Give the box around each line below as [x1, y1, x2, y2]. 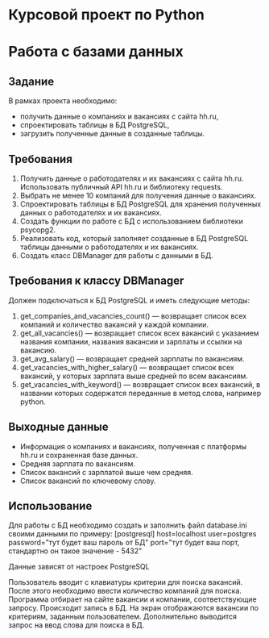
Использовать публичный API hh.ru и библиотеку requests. [19, 182, 223, 191]
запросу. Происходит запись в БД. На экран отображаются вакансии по [8, 603, 259, 613]
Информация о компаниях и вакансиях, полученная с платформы [19, 441, 247, 451]
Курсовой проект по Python [8, 6, 205, 24]
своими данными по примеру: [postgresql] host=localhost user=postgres [8, 529, 257, 539]
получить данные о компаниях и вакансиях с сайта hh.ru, [19, 111, 219, 122]
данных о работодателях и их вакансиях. [19, 208, 163, 217]
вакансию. [19, 345, 57, 355]
